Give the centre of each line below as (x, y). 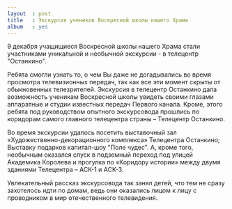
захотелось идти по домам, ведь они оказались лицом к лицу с (102, 191)
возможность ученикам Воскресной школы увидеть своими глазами (110, 97)
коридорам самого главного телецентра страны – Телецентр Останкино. (116, 119)
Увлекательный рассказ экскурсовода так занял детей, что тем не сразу (116, 183)
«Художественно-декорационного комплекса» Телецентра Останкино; (114, 140)
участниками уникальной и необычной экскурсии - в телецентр (103, 54)
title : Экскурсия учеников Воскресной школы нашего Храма (98, 20)
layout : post (29, 14)
